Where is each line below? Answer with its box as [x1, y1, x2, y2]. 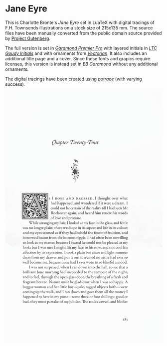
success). [5, 81, 25, 87]
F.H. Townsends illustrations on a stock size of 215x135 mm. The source [5, 24, 153, 30]
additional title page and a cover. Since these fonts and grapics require [5, 55, 151, 61]
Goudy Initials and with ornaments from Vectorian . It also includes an [5, 50, 147, 56]
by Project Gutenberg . [5, 35, 51, 41]
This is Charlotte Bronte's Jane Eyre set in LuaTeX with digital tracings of [5, 19, 155, 25]
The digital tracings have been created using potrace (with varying [5, 76, 142, 82]
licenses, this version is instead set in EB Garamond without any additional [5, 61, 158, 67]
